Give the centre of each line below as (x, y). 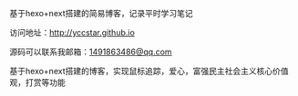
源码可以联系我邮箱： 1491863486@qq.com (91, 52)
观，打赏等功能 (37, 82)
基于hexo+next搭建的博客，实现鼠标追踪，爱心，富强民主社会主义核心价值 (149, 71)
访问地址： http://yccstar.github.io (72, 33)
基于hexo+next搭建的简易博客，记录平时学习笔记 (101, 13)
